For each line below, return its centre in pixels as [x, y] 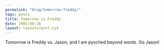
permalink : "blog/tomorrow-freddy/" [43, 10]
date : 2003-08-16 [23, 24]
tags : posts [17, 14]
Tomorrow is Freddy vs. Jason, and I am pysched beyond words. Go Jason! [82, 42]
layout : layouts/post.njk [32, 28]
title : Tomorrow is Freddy [33, 19]
